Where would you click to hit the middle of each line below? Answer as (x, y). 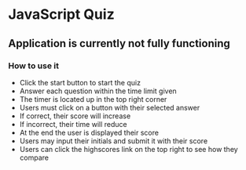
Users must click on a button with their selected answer (110, 107)
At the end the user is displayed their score (89, 132)
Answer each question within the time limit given (98, 91)
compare (34, 157)
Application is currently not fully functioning (119, 43)
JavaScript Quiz (62, 14)
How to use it (33, 66)
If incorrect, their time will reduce (73, 124)
